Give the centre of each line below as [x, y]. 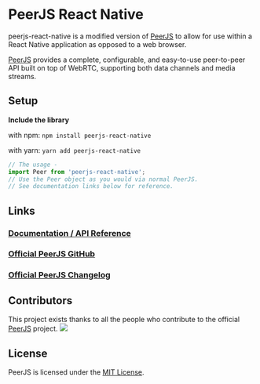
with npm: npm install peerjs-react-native [80, 135]
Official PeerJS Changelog [60, 275]
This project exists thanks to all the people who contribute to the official [124, 320]
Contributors [40, 301]
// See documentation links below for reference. [91, 187]
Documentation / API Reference [70, 233]
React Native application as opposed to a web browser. [97, 44]
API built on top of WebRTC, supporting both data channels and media [122, 67]
